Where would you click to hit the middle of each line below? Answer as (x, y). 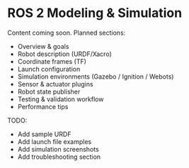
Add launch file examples (55, 141)
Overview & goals (43, 46)
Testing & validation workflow (61, 99)
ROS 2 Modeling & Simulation (95, 13)
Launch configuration (49, 69)
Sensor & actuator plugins (55, 84)
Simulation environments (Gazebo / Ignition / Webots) (96, 77)
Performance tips (43, 106)
